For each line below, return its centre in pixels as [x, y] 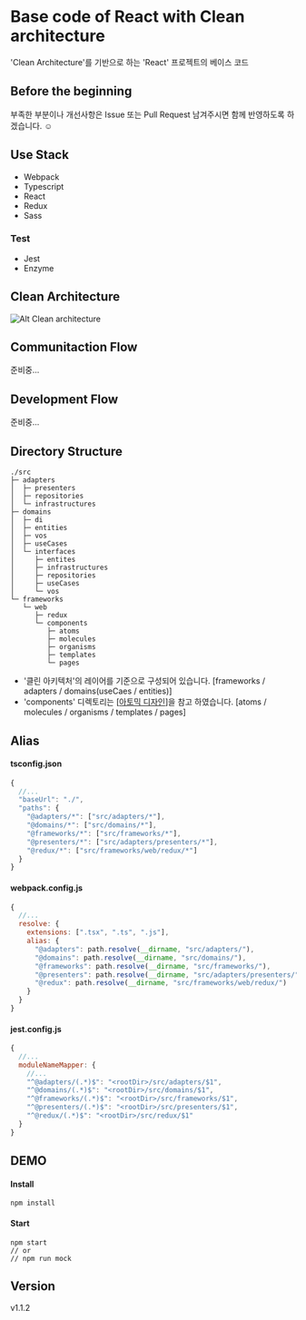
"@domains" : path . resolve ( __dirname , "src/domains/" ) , [140, 958]
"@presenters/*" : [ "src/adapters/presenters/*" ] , [123, 842]
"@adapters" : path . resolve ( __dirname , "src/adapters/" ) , [144, 949]
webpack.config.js [47, 888]
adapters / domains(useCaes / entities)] [98, 691]
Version [33, 1286]
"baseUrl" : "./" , [51, 800]
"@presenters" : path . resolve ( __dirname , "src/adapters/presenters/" [167, 975]
